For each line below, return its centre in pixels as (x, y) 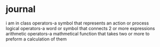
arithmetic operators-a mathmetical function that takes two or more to (78, 33)
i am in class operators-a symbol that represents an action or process (77, 23)
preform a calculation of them (36, 39)
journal (21, 9)
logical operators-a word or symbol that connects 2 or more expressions (80, 28)
